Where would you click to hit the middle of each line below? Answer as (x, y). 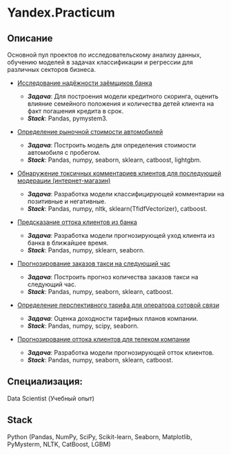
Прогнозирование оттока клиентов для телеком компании (103, 339)
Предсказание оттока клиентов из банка (77, 222)
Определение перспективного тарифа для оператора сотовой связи (118, 305)
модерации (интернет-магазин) (64, 180)
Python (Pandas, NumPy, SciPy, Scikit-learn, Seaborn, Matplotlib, (100, 436)
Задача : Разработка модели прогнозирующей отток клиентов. (121, 353)
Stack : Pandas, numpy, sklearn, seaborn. (86, 250)
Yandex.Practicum (61, 13)
